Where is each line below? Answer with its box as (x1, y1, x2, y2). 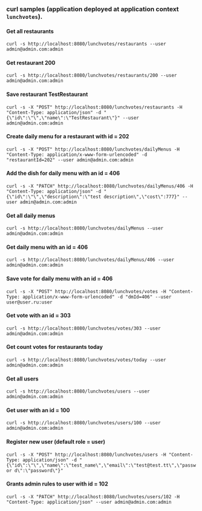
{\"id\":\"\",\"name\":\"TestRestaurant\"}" (6, 115, 120, 121)
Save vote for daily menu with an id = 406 (6, 275, 113, 282)
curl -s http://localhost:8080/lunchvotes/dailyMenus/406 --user (6, 257, 174, 263)
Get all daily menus (6, 212, 56, 219)
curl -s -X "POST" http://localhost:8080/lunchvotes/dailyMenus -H (6, 146, 180, 152)
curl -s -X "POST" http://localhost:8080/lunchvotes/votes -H (6, 288, 166, 294)
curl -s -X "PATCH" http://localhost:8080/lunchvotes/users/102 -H (6, 493, 180, 499)
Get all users (6, 375, 39, 382)
